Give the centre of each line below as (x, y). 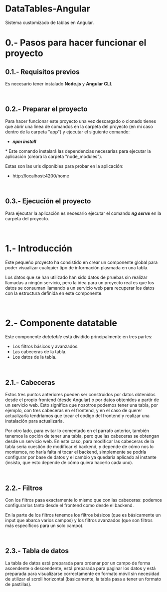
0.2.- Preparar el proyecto (46, 109)
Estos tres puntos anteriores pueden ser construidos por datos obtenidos (80, 395)
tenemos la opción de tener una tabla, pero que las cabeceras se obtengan (82, 436)
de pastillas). (18, 584)
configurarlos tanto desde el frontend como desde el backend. (70, 506)
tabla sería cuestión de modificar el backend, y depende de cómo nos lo (79, 447)
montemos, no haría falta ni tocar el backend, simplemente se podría (76, 452)
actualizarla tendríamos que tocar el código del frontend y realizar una (77, 416)
